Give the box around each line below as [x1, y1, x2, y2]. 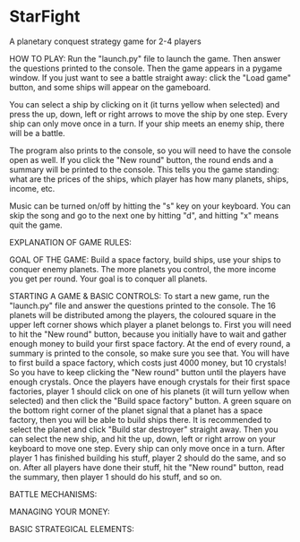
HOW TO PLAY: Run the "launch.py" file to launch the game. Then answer [9, 53, 281, 64]
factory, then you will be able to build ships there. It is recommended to [9, 414, 271, 425]
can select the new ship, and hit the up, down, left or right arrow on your [9, 433, 276, 444]
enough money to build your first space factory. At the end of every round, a [9, 338, 291, 348]
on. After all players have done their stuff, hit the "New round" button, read [9, 461, 285, 472]
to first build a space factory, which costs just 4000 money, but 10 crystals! [9, 357, 287, 368]
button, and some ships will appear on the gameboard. [9, 82, 211, 92]
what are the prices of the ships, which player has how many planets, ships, [9, 173, 289, 185]
